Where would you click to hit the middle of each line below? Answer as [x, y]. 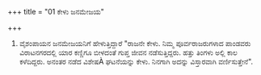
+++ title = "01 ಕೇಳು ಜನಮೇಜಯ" [56, 12]
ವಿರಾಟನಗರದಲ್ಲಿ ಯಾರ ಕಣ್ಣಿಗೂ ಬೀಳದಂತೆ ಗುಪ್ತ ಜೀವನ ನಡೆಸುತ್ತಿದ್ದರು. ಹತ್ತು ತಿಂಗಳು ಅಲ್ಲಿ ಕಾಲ [128, 52]
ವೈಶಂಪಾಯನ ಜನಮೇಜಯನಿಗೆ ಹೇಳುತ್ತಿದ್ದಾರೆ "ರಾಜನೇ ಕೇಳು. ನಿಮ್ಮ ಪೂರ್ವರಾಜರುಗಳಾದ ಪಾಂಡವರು [135, 43]
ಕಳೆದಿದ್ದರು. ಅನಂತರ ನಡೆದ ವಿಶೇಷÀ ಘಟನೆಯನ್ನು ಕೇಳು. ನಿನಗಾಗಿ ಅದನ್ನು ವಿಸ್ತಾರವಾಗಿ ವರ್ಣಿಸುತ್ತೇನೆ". [136, 61]
